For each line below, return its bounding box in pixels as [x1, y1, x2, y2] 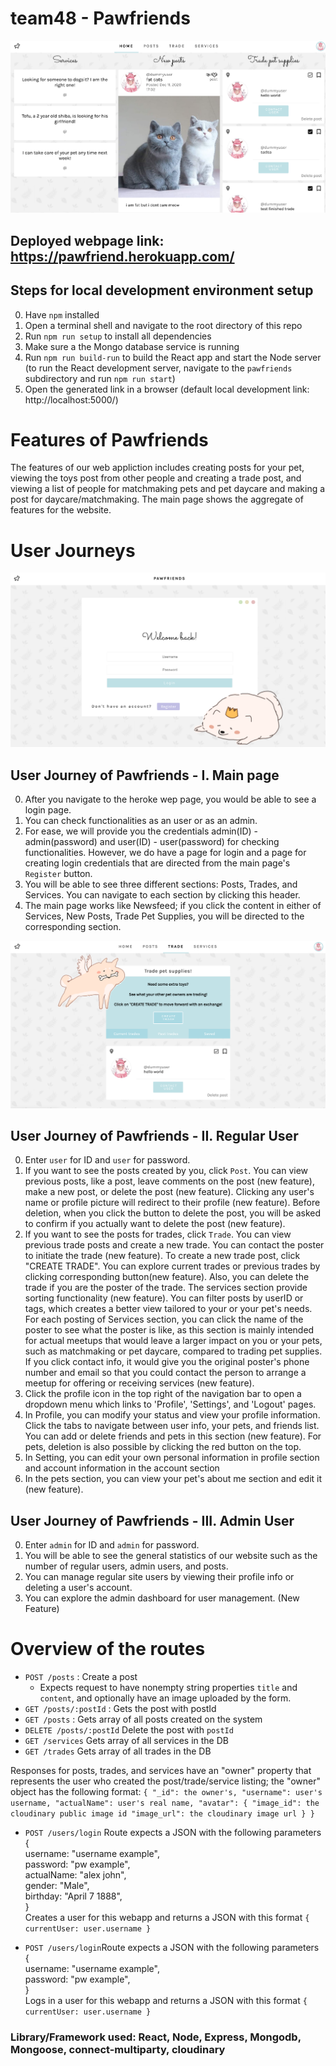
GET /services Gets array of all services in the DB [24, 1735, 229, 1747]
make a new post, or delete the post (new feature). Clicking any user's [24, 1186, 315, 1198]
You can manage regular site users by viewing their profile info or [24, 1571, 295, 1583]
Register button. [24, 868, 93, 880]
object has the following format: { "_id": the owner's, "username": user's [10, 1786, 323, 1798]
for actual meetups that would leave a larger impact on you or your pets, [24, 1335, 323, 1347]
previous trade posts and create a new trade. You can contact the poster [24, 1239, 325, 1251]
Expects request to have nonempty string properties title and [39, 1682, 298, 1694]
